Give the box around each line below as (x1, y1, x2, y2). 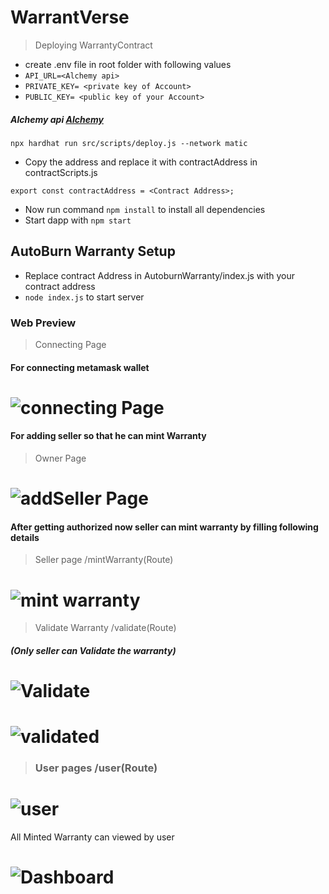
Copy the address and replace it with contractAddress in (24, 156, 258, 168)
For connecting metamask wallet (10, 361, 150, 373)
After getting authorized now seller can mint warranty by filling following (10, 521, 319, 533)
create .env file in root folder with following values (24, 58, 232, 70)
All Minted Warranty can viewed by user (10, 831, 175, 843)
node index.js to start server (24, 291, 145, 303)
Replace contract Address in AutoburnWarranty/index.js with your (24, 269, 296, 281)
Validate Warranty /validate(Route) (34, 622, 177, 634)
